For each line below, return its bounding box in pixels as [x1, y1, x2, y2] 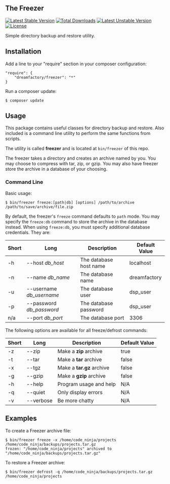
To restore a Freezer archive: [5, 459, 65, 465]
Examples [5, 414, 37, 423]
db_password [26, 306, 59, 313]
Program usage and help [57, 380, 116, 388]
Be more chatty [57, 397, 94, 404]
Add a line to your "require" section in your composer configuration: [5, 61, 147, 67]
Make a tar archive [57, 356, 102, 363]
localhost [129, 259, 151, 266]
